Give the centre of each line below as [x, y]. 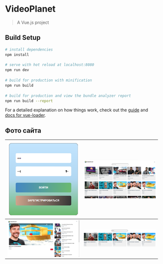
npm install [17, 54]
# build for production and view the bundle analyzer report [68, 96]
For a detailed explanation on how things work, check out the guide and [77, 110]
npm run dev [17, 70]
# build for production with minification [49, 80]
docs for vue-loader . [25, 115]
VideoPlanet [30, 9]
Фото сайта [23, 131]
